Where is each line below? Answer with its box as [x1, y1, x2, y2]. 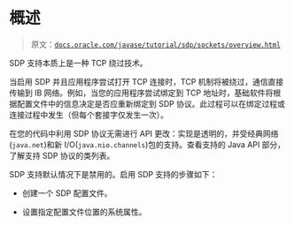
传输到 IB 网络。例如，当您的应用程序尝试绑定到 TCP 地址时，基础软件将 [9, 87, 274, 98]
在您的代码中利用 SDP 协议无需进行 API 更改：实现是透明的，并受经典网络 [9, 128, 279, 139]
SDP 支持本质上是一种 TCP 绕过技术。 [9, 57, 148, 68]
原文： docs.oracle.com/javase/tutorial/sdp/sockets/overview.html [30, 39, 281, 49]
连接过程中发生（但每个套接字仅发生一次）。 [9, 109, 168, 120]
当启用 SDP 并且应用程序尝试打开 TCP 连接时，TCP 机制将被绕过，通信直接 [9, 76, 284, 86]
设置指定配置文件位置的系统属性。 [21, 206, 147, 217]
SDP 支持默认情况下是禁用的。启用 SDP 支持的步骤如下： [9, 169, 218, 179]
